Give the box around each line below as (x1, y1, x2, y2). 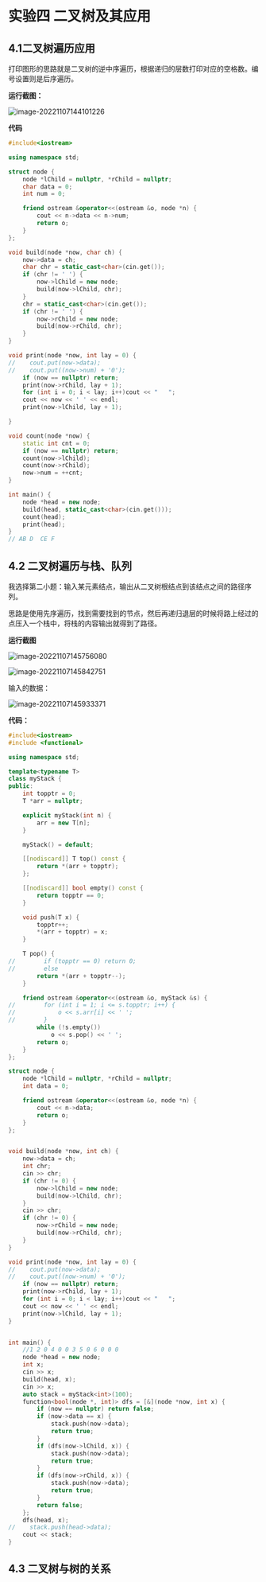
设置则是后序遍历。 (14, 74, 78, 84)
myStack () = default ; (22, 840, 94, 848)
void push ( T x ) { (22, 913, 80, 922)
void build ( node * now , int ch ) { (8, 1148, 119, 1155)
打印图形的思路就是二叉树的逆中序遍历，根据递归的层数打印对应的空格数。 (8, 64, 252, 73)
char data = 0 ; (22, 182, 73, 191)
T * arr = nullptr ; (22, 797, 83, 805)
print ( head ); (22, 520, 66, 528)
